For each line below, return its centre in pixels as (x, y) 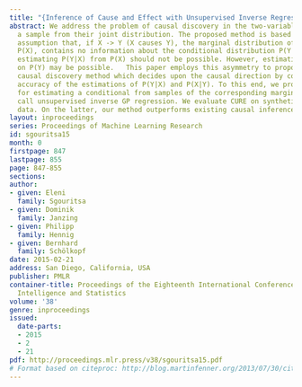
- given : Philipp (42, 226)
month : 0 (26, 143)
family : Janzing (48, 218)
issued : (24, 318)
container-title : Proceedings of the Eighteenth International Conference (152, 285)
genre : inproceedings (50, 310)
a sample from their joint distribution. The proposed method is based (155, 34)
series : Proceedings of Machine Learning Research (106, 127)
